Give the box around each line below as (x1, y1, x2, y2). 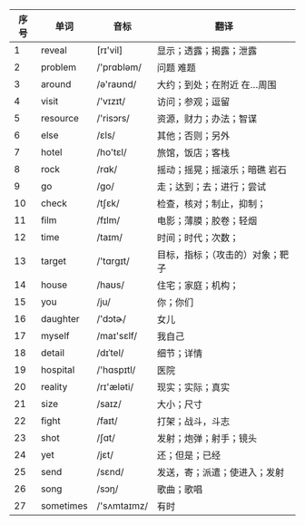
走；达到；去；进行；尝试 (157, 180, 267, 193)
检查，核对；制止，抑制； (157, 198, 267, 209)
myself (40, 330, 70, 342)
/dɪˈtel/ (96, 346, 124, 359)
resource (40, 112, 80, 124)
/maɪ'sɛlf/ (96, 330, 138, 342)
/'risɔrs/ (96, 112, 130, 124)
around (40, 78, 72, 90)
